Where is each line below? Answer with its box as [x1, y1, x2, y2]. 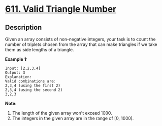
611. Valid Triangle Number [5, 3, 117, 15]
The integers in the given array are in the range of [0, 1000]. [12, 115, 134, 121]
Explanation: [5, 75, 32, 80]
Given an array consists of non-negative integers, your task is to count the [5, 36, 156, 42]
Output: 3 [5, 70, 26, 75]
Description [5, 23, 42, 32]
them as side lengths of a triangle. [5, 47, 74, 52]
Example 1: [5, 56, 28, 62]
